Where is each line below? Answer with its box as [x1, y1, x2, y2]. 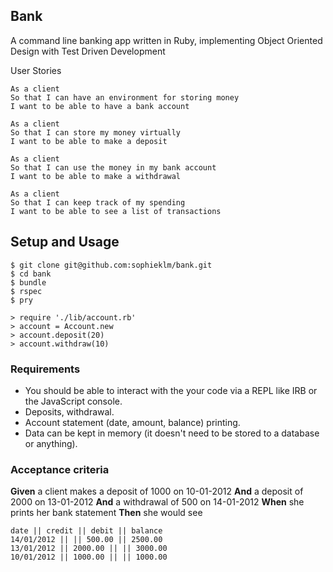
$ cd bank [10, 269, 52, 279]
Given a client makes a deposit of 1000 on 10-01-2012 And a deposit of [10, 485, 304, 498]
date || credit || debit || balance [10, 526, 163, 536]
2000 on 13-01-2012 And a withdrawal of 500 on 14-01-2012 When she [10, 496, 305, 508]
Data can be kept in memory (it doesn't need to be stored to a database [24, 427, 320, 439]
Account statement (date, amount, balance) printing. [24, 416, 241, 428]
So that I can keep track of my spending [10, 197, 186, 208]
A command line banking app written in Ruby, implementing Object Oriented [10, 34, 323, 46]
